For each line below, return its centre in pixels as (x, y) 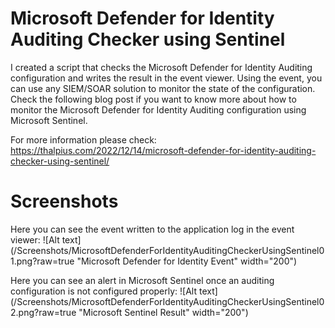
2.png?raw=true (43, 312)
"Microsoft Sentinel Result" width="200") (163, 312)
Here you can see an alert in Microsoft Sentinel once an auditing (142, 280)
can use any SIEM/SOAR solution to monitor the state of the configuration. (163, 88)
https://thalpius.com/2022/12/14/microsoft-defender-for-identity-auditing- (163, 150)
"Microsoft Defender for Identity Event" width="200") (187, 261)
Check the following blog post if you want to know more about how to (153, 99)
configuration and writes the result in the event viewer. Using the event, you (166, 78)
